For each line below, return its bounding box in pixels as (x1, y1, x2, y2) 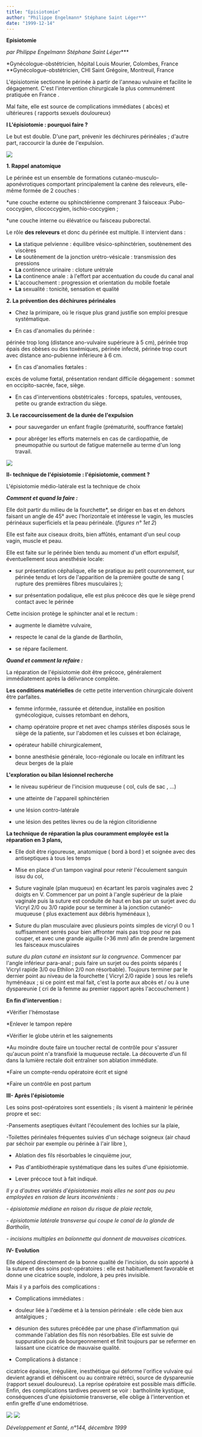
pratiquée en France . (6, 91, 60, 99)
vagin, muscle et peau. (6, 537, 63, 545)
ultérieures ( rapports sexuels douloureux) (6, 110, 111, 117)
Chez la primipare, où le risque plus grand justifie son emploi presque (14, 309, 188, 316)
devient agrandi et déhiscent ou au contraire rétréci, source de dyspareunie (6, 1374, 194, 1381)
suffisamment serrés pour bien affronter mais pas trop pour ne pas (14, 928, 181, 936)
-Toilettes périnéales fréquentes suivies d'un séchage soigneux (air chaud (6, 1133, 191, 1141)
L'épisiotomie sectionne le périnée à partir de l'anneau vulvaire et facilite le (6, 78, 192, 85)
